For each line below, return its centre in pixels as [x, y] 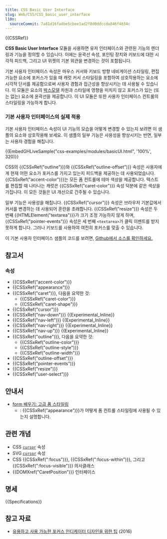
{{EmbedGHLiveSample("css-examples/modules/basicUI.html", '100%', [79, 151]
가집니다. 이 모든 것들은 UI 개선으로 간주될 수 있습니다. [58, 192]
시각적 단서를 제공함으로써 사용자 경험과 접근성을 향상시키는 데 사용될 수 [75, 84]
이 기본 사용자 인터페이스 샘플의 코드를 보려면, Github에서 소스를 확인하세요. [79, 238]
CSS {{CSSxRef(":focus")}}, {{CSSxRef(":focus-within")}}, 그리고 [79, 459]
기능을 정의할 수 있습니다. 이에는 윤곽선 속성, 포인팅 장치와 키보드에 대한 [84, 54]
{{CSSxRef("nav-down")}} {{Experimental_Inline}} [63, 315]
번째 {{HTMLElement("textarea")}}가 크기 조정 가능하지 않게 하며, [70, 215]
